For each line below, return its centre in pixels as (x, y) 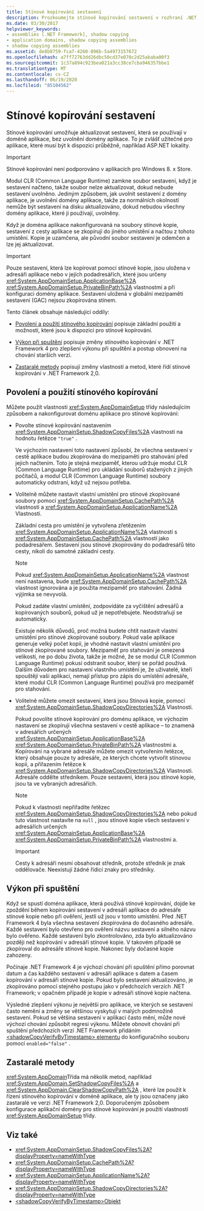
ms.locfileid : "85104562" (39, 86)
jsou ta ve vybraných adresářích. (56, 783)
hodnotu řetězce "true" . (46, 438)
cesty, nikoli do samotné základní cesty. (65, 551)
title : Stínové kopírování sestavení (54, 12)
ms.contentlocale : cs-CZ (38, 74)
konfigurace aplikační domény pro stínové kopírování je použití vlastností (97, 1109)
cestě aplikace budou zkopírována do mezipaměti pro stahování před (101, 456)
